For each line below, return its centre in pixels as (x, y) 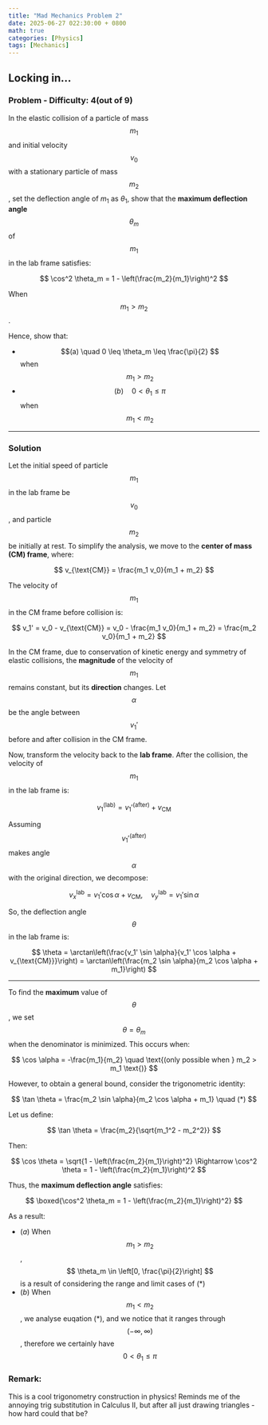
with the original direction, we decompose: (79, 877)
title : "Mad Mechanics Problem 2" (66, 16)
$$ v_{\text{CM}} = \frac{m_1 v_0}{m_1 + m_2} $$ (134, 570)
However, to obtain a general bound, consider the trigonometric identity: (127, 1084)
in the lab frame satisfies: (50, 263)
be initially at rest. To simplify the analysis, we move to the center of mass (130, 546)
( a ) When (35, 1231)
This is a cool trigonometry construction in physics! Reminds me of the (124, 1396)
